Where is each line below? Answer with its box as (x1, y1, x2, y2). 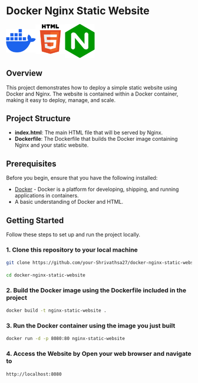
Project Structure (6, 113, 71, 123)
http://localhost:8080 (6, 371, 62, 377)
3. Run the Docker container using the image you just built (6, 322, 176, 330)
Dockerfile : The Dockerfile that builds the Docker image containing (14, 136, 178, 143)
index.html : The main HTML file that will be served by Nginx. (14, 129, 163, 136)
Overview (6, 68, 43, 78)
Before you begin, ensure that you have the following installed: (6, 174, 158, 181)
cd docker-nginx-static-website (6, 272, 85, 278)
